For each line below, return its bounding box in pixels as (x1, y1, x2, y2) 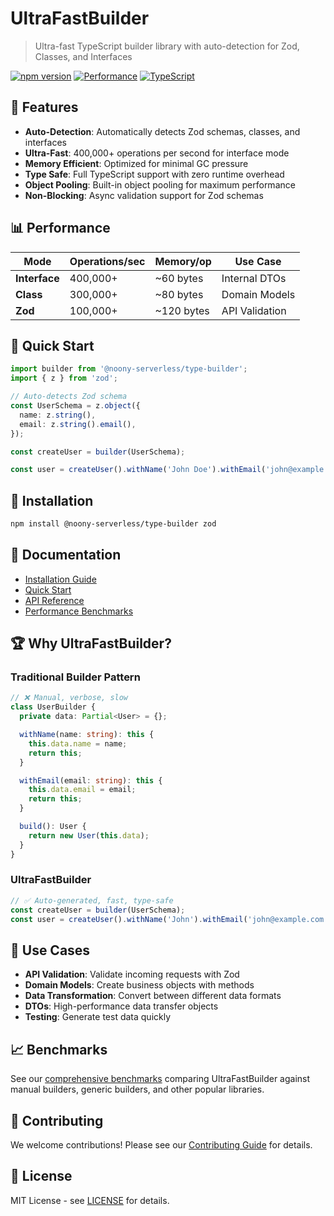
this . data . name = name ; (28, 738, 128, 749)
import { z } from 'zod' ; (10, 373, 118, 384)
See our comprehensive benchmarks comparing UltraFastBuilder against (10, 1073, 311, 1085)
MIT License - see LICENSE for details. (10, 1194, 170, 1206)
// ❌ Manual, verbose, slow (10, 693, 129, 703)
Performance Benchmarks (24, 605, 134, 617)
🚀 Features (10, 99, 79, 116)
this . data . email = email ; (28, 785, 137, 795)
